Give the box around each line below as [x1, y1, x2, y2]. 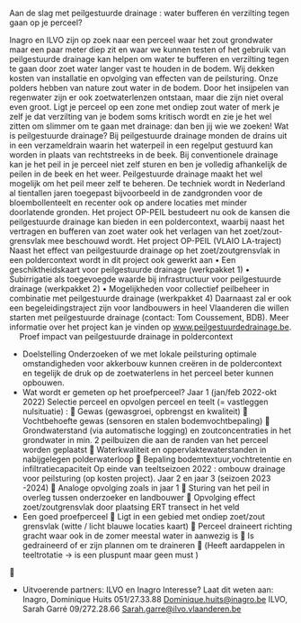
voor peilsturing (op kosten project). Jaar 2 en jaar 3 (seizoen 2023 [22, 473, 271, 483]
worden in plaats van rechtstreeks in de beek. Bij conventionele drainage [9, 149, 279, 160]
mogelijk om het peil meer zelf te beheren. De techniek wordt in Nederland [9, 178, 286, 188]
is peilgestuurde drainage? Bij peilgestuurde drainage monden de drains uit [9, 131, 288, 140]
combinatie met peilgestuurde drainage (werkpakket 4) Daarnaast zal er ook [9, 293, 292, 303]
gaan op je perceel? [9, 17, 83, 28]
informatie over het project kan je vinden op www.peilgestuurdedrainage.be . [9, 321, 292, 332]
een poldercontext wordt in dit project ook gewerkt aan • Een [9, 255, 236, 265]
